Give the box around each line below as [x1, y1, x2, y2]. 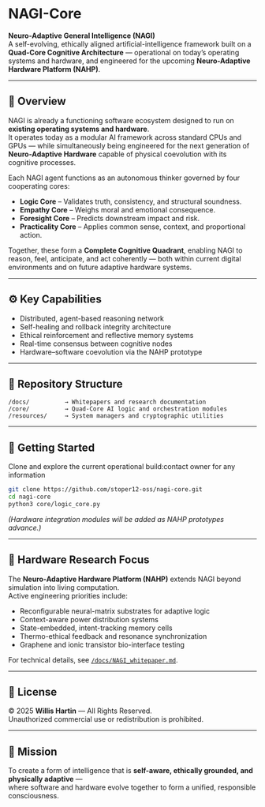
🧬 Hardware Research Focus [8, 554, 150, 567]
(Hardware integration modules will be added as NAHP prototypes [8, 514, 225, 524]
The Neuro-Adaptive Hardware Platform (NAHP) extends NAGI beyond [8, 574, 241, 584]
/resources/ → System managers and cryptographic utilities [8, 412, 224, 420]
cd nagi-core [8, 493, 51, 501]
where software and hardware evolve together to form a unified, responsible [8, 783, 256, 792]
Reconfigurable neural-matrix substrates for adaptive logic [19, 606, 211, 616]
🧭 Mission [8, 745, 58, 758]
